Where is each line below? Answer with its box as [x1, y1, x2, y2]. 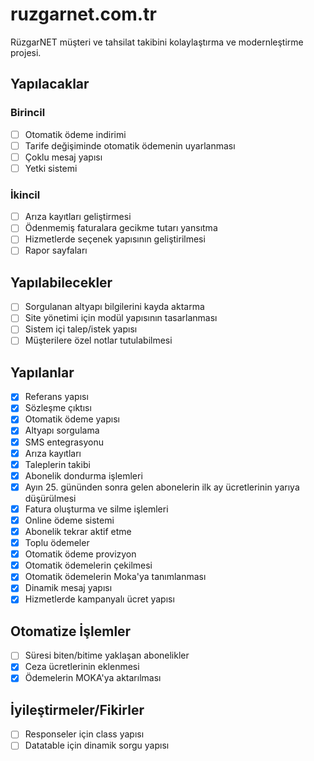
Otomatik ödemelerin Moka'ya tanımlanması [24, 571, 207, 583]
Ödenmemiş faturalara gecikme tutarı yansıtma [24, 222, 218, 234]
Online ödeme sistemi [24, 514, 115, 526]
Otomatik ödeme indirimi [24, 128, 127, 140]
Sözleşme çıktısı [24, 402, 92, 414]
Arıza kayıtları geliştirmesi [24, 211, 132, 223]
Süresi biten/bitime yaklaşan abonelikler [24, 649, 190, 662]
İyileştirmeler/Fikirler [10, 701, 145, 718]
